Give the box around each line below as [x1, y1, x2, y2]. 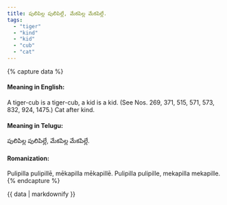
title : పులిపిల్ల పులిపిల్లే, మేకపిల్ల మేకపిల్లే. [7, 10, 108, 17]
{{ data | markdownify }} [7, 190, 76, 198]
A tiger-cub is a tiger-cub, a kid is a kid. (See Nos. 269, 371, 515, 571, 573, [7, 98, 215, 107]
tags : [7, 17, 23, 23]
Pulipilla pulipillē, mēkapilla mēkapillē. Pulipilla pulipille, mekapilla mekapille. [7, 169, 221, 177]
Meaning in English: [7, 83, 65, 91]
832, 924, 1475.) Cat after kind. [7, 106, 95, 114]
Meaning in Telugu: [7, 121, 64, 129]
